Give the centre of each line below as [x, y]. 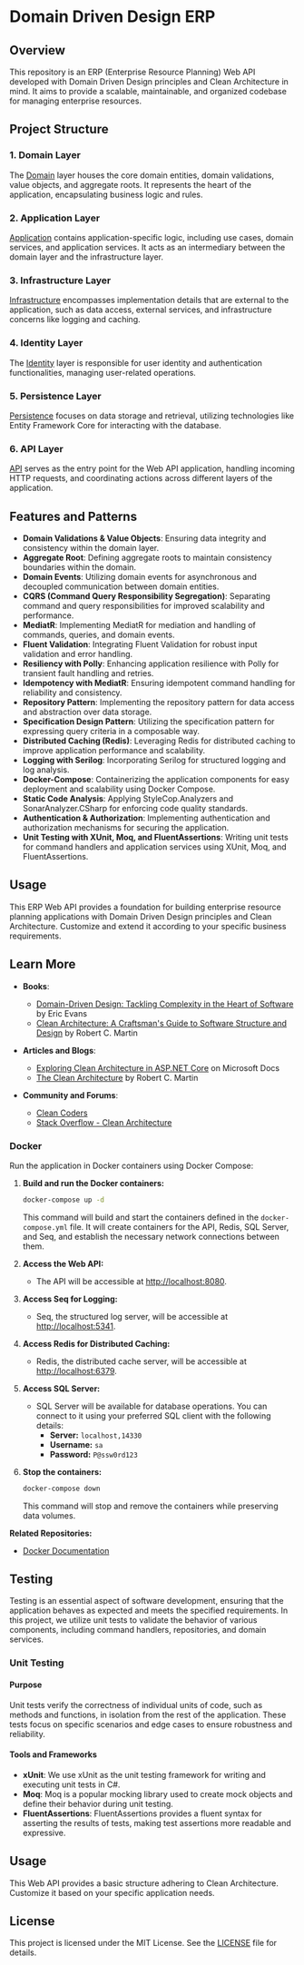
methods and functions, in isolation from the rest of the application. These [148, 1714]
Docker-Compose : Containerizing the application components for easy [156, 779]
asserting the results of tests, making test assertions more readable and [157, 1823]
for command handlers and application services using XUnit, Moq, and [154, 847]
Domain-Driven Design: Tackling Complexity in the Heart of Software [165, 1004]
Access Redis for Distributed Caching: [96, 1343]
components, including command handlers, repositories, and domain [138, 1630]
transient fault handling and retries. [88, 673]
